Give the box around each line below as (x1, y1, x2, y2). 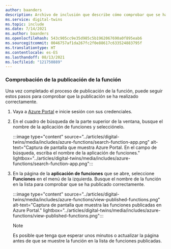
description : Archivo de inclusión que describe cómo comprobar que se (5, 12, 160, 17)
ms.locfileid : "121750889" (5, 59, 63, 65)
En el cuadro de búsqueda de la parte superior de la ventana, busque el (12, 118, 163, 124)
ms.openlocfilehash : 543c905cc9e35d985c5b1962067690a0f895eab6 (5, 36, 142, 41)
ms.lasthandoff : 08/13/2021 (5, 54, 65, 60)
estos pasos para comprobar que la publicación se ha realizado (5, 93, 138, 99)
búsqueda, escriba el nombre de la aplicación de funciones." (12, 149, 140, 155)
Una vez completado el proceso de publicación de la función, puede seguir (5, 87, 163, 94)
